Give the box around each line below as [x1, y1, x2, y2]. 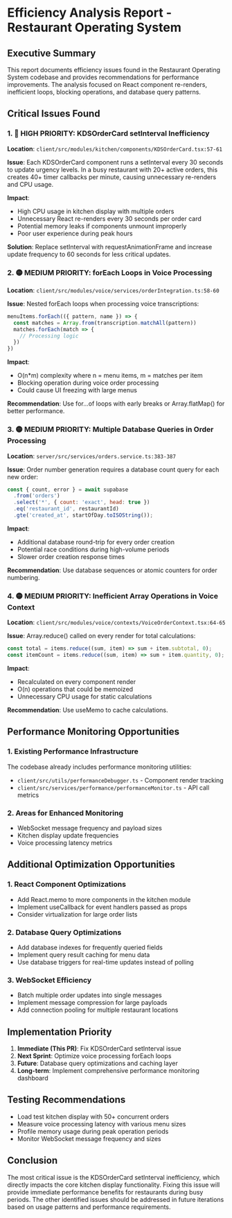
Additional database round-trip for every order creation [17, 537, 175, 546]
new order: [7, 472, 39, 481]
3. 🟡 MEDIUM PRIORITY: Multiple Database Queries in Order [7, 425, 214, 435]
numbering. [7, 573, 40, 581]
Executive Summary [7, 47, 96, 59]
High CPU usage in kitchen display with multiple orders [17, 207, 175, 215]
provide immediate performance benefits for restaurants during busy [7, 1187, 204, 1196]
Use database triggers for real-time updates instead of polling [17, 958, 194, 966]
